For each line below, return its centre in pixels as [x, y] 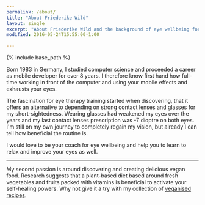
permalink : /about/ [31, 12]
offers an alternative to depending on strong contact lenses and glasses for [101, 107]
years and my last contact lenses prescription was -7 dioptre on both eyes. [100, 121]
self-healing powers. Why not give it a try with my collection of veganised [99, 189]
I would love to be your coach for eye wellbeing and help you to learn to [96, 145]
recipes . [16, 195]
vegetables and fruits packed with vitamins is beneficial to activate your [96, 182]
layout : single [26, 23]
